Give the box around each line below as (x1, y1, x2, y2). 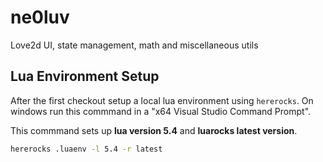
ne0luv (10, 6, 70, 29)
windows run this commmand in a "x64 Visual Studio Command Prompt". (10, 105, 312, 117)
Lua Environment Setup (10, 68, 160, 85)
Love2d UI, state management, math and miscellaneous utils (10, 39, 259, 51)
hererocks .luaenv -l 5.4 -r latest (10, 144, 163, 154)
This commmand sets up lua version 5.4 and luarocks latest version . (10, 124, 298, 136)
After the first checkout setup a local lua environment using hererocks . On (10, 94, 314, 106)
